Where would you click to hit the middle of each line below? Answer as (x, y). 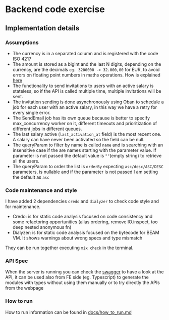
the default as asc (31, 177)
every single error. (32, 112)
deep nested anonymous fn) (42, 227)
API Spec (17, 261)
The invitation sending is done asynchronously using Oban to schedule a (88, 102)
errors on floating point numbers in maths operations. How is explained (86, 75)
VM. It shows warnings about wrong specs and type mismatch (77, 238)
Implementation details (42, 28)
